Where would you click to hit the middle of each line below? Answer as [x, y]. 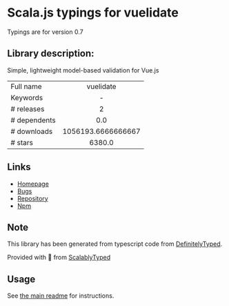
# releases [28, 108]
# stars [22, 142]
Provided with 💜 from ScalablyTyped [59, 258]
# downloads [32, 131]
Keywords [27, 97]
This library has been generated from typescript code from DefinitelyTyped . [115, 244]
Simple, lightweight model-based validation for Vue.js [83, 70]
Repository [32, 198]
